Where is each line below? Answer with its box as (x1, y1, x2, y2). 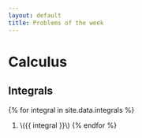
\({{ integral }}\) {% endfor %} (19, 120, 117, 130)
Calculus (8, 53, 68, 71)
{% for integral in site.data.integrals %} (8, 105, 135, 114)
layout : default (8, 11, 62, 20)
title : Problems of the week (8, 19, 104, 27)
